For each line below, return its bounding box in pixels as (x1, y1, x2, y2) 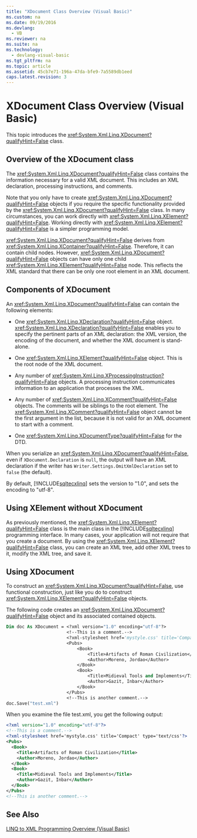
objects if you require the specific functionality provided (49, 200, 185, 207)
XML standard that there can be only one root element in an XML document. (6, 268, 190, 275)
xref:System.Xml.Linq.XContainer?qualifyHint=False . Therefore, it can (6, 243, 174, 250)
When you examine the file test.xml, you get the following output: (6, 711, 163, 718)
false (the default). (6, 468, 52, 476)
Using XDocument (6, 567, 74, 577)
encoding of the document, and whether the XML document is (14, 336, 165, 344)
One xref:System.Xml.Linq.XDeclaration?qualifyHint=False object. (14, 318, 174, 325)
